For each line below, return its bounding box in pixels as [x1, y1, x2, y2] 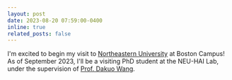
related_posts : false [7, 30, 71, 38]
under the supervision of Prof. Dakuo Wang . [7, 64, 136, 73]
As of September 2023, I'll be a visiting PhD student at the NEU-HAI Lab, [7, 57, 219, 66]
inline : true [7, 23, 46, 30]
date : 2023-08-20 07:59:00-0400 [7, 17, 103, 24]
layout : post [7, 10, 46, 18]
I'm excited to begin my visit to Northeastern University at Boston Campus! [7, 50, 225, 58]
